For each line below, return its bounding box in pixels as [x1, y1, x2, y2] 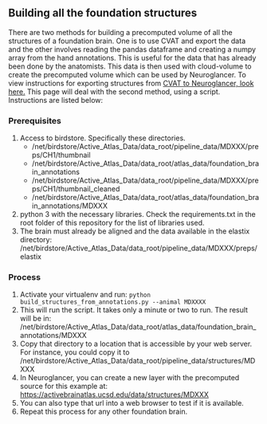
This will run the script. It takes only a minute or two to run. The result [19, 305, 249, 315]
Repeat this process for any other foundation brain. [19, 406, 188, 417]
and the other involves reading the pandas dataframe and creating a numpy [8, 44, 257, 54]
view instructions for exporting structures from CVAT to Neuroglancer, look [8, 78, 254, 88]
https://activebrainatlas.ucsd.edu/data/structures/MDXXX [19, 390, 210, 399]
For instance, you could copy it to [19, 347, 130, 357]
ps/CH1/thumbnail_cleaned [31, 184, 120, 194]
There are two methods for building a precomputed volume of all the [8, 27, 233, 37]
